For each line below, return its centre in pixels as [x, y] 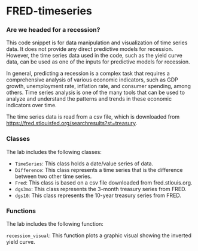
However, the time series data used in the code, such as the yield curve [94, 56]
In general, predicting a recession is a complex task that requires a [88, 74]
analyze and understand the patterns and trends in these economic [89, 99]
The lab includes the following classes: [54, 152]
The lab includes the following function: [55, 224]
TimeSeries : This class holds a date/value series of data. [84, 164]
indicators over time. [31, 105]
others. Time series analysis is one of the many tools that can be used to [96, 93]
